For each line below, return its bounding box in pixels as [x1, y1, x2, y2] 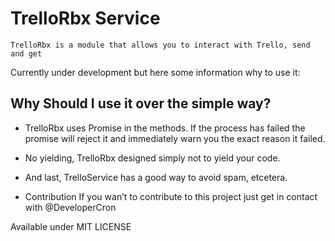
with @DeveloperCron [24, 201, 117, 213]
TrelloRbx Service [10, 7, 161, 30]
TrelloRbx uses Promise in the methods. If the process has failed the [24, 122, 306, 134]
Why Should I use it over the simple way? [10, 95, 272, 112]
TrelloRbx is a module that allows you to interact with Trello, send [10, 40, 311, 50]
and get [10, 48, 43, 59]
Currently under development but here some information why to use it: [10, 66, 301, 78]
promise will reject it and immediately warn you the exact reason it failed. [24, 132, 326, 144]
